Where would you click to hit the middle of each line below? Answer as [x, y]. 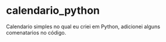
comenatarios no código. [36, 32]
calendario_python [53, 11]
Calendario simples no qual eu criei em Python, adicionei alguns [83, 26]
